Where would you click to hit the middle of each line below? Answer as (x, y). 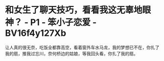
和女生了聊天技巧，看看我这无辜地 (74, 10)
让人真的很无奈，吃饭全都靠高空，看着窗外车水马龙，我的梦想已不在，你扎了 (82, 47)
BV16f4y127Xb (36, 33)
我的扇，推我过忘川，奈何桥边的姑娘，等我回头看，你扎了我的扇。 (71, 53)
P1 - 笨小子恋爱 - (63, 22)
